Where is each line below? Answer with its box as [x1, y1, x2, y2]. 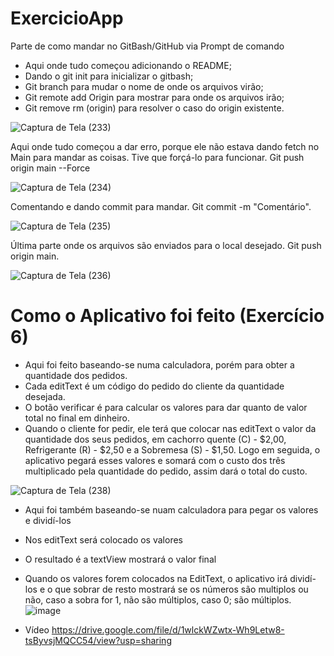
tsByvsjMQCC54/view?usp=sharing [24, 634, 172, 646]
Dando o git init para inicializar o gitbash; [24, 70, 194, 82]
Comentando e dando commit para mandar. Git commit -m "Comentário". [10, 200, 312, 212]
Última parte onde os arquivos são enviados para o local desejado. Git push [10, 239, 322, 251]
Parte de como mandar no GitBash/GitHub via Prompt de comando [10, 40, 285, 52]
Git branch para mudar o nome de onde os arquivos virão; [24, 80, 264, 92]
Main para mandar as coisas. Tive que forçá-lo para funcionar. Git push [10, 151, 305, 163]
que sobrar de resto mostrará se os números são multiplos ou [54, 583, 309, 595]
